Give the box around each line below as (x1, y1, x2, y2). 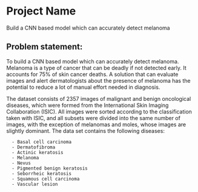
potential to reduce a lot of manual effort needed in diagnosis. (6, 83, 160, 91)
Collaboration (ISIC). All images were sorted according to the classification (6, 107, 193, 115)
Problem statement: (6, 42, 83, 52)
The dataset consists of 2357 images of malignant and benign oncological (6, 95, 191, 102)
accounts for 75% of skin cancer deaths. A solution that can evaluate (6, 71, 179, 78)
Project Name (6, 4, 76, 18)
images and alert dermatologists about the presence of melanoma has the (6, 77, 191, 84)
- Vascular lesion (12, 181, 59, 187)
